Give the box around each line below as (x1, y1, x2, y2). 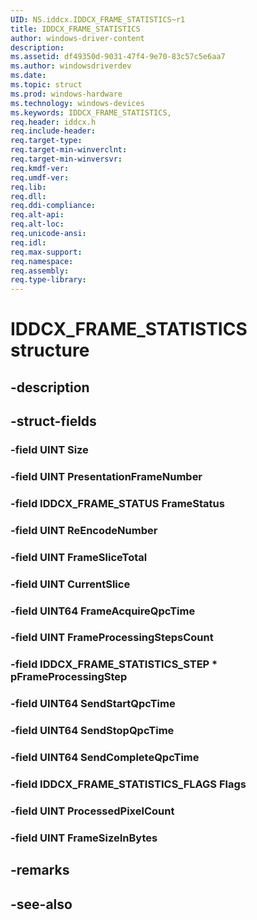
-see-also (10, 896, 73, 913)
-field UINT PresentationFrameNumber (10, 469, 203, 483)
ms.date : (10, 71, 47, 81)
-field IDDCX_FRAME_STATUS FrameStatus (10, 496, 225, 510)
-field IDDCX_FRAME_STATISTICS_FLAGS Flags (10, 777, 247, 791)
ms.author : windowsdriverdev (10, 61, 132, 71)
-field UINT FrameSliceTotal (10, 550, 148, 564)
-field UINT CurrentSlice (10, 577, 131, 591)
